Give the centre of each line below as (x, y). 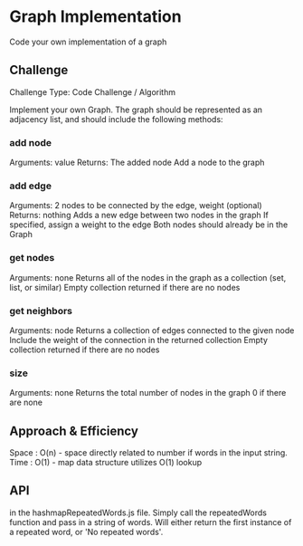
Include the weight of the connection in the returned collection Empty (139, 340)
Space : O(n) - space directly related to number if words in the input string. (148, 453)
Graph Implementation (96, 17)
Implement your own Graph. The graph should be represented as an (136, 110)
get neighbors (41, 311)
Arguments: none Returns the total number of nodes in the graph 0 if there (148, 393)
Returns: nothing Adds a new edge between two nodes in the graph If (139, 216)
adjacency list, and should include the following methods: (116, 119)
